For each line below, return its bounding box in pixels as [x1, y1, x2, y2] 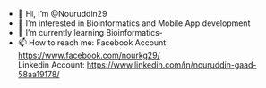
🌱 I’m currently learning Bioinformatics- [17, 28, 164, 37]
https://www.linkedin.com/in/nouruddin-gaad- [86, 60, 257, 70]
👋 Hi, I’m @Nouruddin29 [17, 9, 107, 19]
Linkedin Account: [17, 60, 85, 70]
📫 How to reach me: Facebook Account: [17, 37, 168, 48]
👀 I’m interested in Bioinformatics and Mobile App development [17, 18, 251, 28]
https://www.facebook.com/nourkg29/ [17, 50, 161, 60]
